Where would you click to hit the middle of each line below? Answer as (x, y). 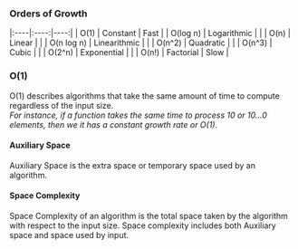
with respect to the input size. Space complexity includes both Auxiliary (143, 225)
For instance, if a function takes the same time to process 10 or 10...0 (138, 115)
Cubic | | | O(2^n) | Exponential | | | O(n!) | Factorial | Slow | (119, 53)
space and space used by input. (69, 235)
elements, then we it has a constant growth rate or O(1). (114, 124)
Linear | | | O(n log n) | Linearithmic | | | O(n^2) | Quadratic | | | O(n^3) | (141, 43)
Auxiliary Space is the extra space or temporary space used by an (133, 165)
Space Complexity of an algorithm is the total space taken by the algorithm (149, 216)
